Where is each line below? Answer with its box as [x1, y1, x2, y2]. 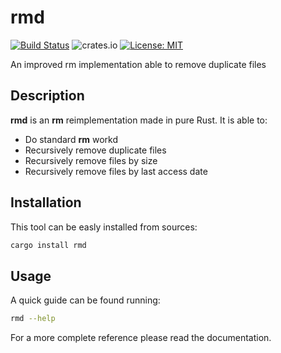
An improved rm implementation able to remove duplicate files [10, 58, 267, 70]
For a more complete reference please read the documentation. [10, 332, 272, 344]
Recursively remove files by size [24, 154, 158, 166]
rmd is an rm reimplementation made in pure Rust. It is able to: [10, 114, 268, 126]
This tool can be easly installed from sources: [10, 221, 198, 233]
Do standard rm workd [24, 133, 118, 145]
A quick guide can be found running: [10, 294, 161, 306]
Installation [10, 194, 82, 211]
